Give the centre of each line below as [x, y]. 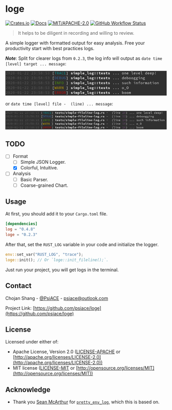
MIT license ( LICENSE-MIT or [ [45, 368]
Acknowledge [28, 390]
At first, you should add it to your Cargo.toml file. [56, 214]
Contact [18, 286]
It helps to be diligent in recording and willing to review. [76, 33]
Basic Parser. [34, 179]
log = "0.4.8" [20, 229]
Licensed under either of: [32, 342]
